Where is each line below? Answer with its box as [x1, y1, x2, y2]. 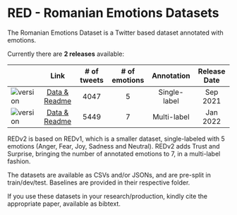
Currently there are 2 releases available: [7, 50, 125, 58]
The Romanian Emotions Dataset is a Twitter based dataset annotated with [7, 28, 224, 37]
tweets [80, 75, 104, 85]
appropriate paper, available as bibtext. [7, 199, 121, 208]
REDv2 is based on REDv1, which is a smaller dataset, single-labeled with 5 [7, 134, 226, 143]
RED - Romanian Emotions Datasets [7, 5, 220, 21]
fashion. [7, 157, 31, 165]
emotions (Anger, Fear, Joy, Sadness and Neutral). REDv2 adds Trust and [7, 141, 220, 150]
